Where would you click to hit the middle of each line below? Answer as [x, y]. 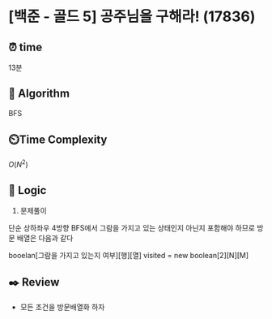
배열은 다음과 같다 [45, 238]
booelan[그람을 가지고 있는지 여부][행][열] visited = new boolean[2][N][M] [129, 256]
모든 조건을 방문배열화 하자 [62, 307]
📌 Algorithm [39, 94]
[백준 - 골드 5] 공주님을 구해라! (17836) [132, 17]
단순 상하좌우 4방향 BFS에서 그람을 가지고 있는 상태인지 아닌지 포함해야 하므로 [132, 228]
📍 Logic [28, 190]
